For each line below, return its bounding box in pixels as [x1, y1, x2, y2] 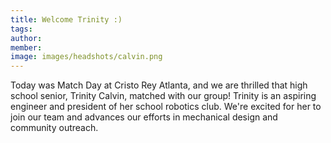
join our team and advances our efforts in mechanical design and [10, 111, 278, 123]
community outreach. [10, 122, 99, 134]
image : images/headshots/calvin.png [10, 52, 163, 62]
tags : [10, 24, 33, 34]
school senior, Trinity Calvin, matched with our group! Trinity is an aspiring [10, 90, 317, 102]
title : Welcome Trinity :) [10, 14, 123, 25]
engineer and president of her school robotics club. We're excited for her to [10, 101, 322, 113]
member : [10, 42, 43, 53]
